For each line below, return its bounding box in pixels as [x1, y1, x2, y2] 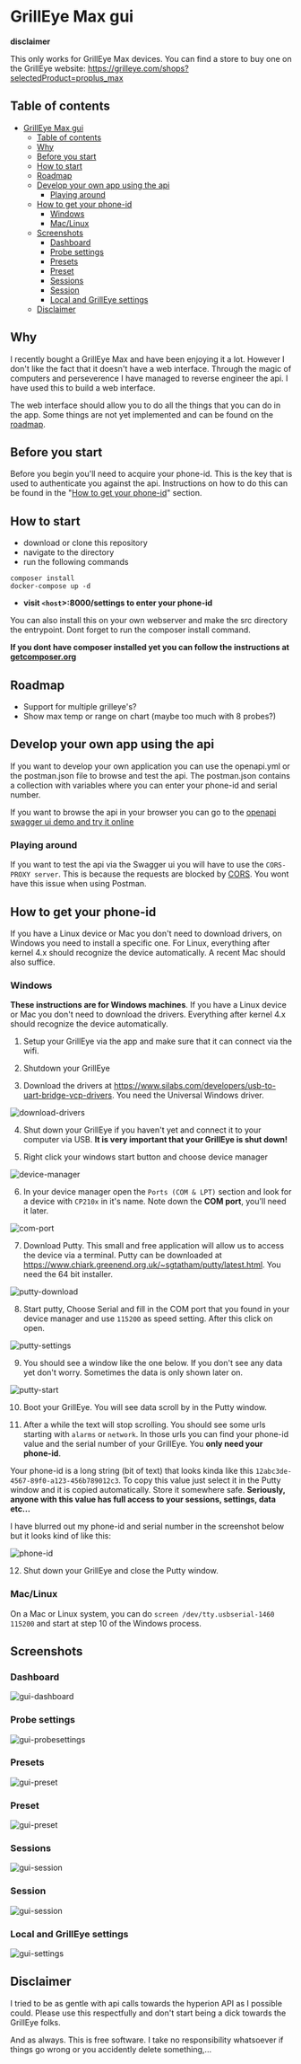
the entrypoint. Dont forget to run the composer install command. [10, 624, 252, 635]
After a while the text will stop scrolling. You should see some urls [22, 1419, 266, 1430]
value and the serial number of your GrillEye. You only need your [22, 1439, 263, 1450]
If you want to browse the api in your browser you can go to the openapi [10, 807, 277, 817]
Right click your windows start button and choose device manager [22, 1151, 268, 1162]
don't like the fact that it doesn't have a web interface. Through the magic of [10, 363, 292, 374]
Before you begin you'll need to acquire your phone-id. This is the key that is [10, 469, 293, 480]
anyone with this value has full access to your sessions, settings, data [10, 1494, 277, 1505]
